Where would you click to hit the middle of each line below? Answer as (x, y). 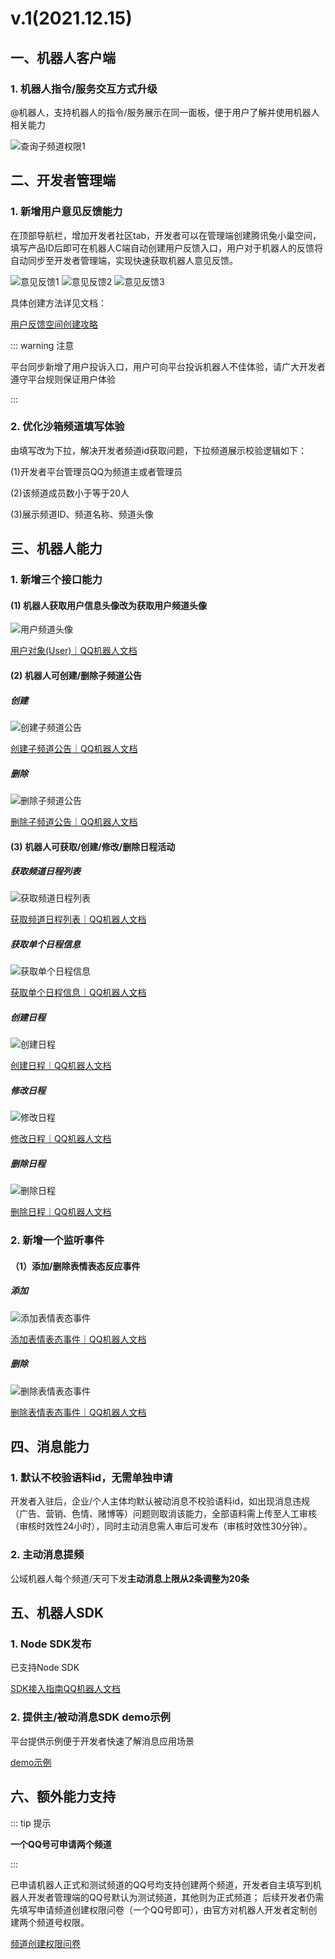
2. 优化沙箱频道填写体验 (67, 427)
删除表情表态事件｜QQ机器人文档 (78, 1412)
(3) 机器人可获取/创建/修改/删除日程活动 (93, 846)
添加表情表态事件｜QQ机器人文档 (78, 1339)
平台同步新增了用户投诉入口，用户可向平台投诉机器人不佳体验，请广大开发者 (168, 366)
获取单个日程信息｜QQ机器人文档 (78, 993)
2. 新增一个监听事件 (57, 1240)
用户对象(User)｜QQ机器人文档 (74, 651)
